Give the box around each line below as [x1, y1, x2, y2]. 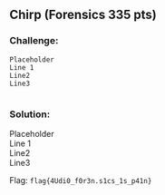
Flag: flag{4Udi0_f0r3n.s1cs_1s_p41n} [9, 174, 152, 185]
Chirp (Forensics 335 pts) [9, 7, 157, 23]
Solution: [9, 108, 51, 121]
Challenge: [9, 34, 59, 47]
